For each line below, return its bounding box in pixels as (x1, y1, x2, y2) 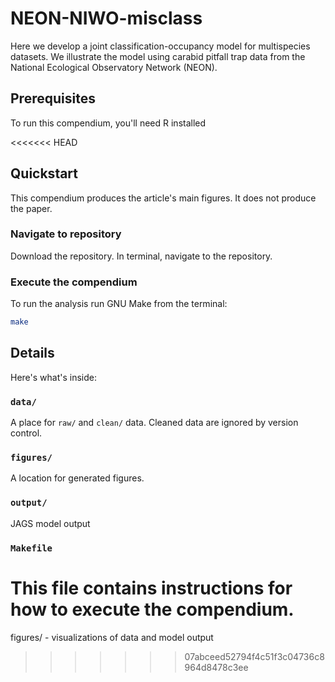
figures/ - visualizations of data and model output (10, 631, 214, 643)
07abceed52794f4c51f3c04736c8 (184, 650, 325, 662)
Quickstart (10, 165, 79, 182)
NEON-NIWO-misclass (10, 7, 203, 30)
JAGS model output (10, 517, 91, 529)
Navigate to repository (10, 227, 122, 241)
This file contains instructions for (10, 577, 293, 599)
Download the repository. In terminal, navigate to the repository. (10, 250, 273, 262)
